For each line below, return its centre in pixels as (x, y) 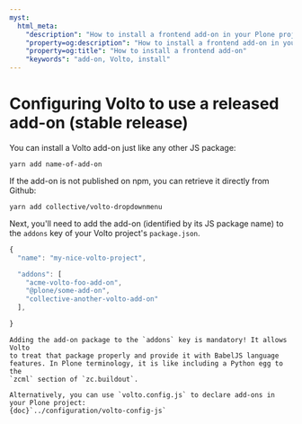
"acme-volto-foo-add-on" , (74, 283)
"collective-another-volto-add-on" (92, 299)
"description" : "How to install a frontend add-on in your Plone (151, 34)
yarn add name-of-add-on (56, 164)
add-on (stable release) (99, 123)
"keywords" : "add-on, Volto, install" (98, 59)
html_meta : (38, 26)
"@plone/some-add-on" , (68, 291)
